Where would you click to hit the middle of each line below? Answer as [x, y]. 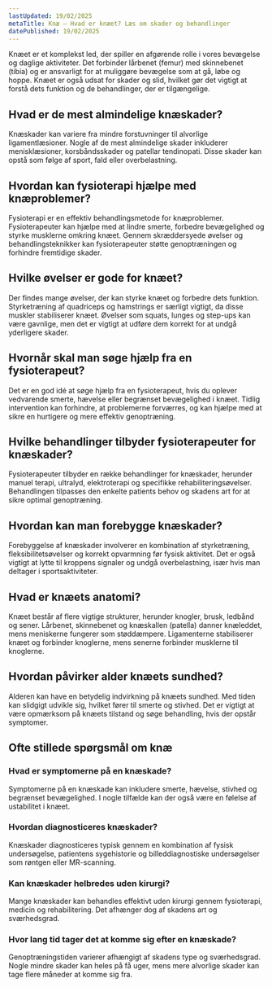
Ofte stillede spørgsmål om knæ [91, 748]
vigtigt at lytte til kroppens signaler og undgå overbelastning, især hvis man [134, 563]
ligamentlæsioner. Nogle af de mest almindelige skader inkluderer [119, 143]
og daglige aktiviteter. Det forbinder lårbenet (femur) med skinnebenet [126, 63]
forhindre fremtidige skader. [55, 252]
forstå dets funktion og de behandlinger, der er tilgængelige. [109, 89]
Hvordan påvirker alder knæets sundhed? [116, 677]
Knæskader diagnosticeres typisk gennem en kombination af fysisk [121, 844]
